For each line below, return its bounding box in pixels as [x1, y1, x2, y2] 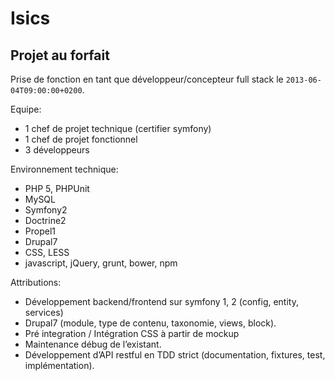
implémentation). [24, 360, 95, 371]
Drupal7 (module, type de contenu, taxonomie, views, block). [24, 317, 277, 329]
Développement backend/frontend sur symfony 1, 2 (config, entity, [24, 296, 299, 307]
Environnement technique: [10, 163, 119, 175]
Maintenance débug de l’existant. [24, 338, 162, 350]
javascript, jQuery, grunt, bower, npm [24, 257, 178, 269]
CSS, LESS [24, 247, 70, 258]
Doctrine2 [24, 215, 67, 226]
